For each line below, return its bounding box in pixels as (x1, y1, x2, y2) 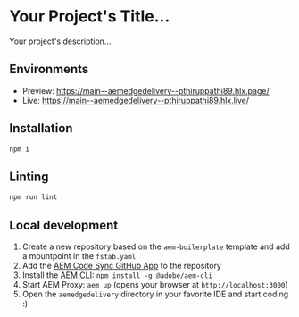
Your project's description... (9, 36, 112, 46)
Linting (9, 169, 49, 184)
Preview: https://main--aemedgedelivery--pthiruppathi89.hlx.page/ (21, 85, 270, 96)
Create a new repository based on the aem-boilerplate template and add (21, 241, 290, 252)
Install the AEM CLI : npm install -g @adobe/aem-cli (21, 270, 212, 280)
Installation (9, 121, 73, 136)
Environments (9, 62, 89, 77)
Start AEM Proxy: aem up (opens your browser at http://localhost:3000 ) (21, 279, 288, 289)
